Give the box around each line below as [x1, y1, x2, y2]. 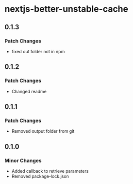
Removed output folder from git [11, 128, 75, 134]
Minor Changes [4, 157, 42, 164]
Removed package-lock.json [11, 173, 69, 179]
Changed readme [11, 88, 47, 94]
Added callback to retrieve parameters [11, 168, 89, 174]
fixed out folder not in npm [11, 48, 65, 54]
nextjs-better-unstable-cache [4, 3, 129, 15]
